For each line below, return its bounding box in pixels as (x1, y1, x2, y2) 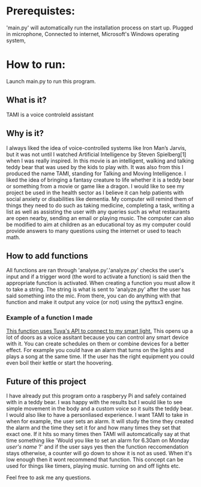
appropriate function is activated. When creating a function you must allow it (6, 279, 196, 287)
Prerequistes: (6, 4, 75, 18)
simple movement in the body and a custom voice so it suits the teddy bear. (6, 405, 193, 412)
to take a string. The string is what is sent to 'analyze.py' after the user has (6, 286, 191, 293)
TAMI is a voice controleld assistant (6, 111, 94, 118)
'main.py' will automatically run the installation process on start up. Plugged (6, 24, 193, 31)
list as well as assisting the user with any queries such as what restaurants (6, 208, 190, 215)
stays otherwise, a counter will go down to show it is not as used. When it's (6, 450, 192, 457)
